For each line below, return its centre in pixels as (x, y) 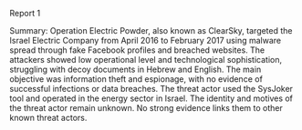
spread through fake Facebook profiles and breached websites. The (137, 50)
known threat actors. (48, 118)
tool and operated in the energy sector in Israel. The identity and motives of (151, 98)
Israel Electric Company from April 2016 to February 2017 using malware (145, 40)
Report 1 (25, 13)
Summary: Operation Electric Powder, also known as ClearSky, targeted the (151, 30)
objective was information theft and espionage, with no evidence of (136, 79)
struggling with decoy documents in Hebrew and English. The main (135, 69)
